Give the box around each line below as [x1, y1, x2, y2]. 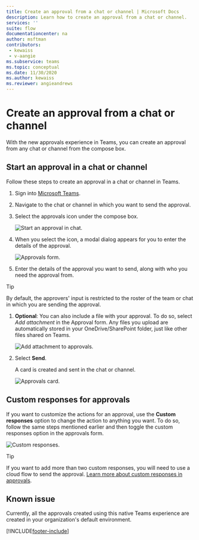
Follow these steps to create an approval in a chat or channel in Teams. [6, 178, 180, 185]
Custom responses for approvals [6, 395, 130, 405]
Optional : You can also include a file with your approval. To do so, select [14, 312, 192, 319]
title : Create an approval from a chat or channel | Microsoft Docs [6, 8, 179, 15]
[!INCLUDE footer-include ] [6, 527, 70, 535]
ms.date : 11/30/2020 [6, 70, 58, 76]
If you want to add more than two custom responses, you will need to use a [6, 464, 190, 471]
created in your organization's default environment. [6, 516, 132, 523]
